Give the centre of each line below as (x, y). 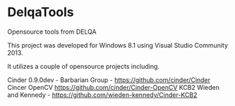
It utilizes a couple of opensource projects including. (84, 66)
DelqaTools (41, 12)
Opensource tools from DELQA (52, 32)
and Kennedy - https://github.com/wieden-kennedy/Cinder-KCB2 (102, 95)
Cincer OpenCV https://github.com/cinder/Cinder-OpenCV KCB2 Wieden (114, 87)
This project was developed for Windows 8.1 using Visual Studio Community (117, 45)
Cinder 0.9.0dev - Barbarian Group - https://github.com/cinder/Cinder (109, 80)
